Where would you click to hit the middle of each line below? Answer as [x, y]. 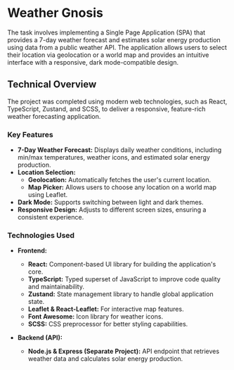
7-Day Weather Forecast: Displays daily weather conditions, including [119, 150]
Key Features [31, 134]
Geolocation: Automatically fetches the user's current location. [119, 180]
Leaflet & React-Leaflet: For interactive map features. [106, 309]
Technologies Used [41, 235]
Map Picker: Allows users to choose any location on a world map [122, 187]
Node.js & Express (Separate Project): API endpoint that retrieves [124, 351]
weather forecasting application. [54, 116]
